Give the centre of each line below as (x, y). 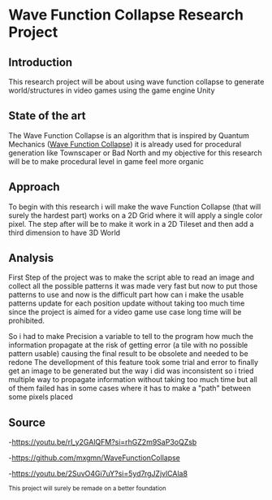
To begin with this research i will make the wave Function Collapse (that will (135, 207)
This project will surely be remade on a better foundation (87, 489)
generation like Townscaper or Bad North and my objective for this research (135, 153)
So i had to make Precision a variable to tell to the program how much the (131, 337)
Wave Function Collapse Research (126, 15)
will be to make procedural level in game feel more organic (106, 161)
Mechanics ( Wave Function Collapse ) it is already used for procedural (125, 144)
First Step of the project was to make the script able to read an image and (132, 277)
